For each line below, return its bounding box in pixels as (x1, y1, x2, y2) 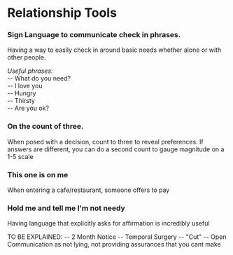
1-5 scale (7, 152, 34, 160)
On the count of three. (7, 121, 84, 131)
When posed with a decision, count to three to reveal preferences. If (7, 137, 204, 146)
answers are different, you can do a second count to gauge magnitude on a (7, 145, 225, 153)
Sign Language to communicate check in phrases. (7, 30, 181, 40)
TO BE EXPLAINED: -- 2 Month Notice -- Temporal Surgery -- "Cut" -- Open (7, 233, 227, 241)
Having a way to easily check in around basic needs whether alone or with (7, 46, 222, 54)
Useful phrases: (7, 67, 54, 75)
